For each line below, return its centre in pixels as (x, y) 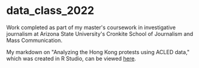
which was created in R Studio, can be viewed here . (71, 58)
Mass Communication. (34, 40)
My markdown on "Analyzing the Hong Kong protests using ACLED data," (98, 52)
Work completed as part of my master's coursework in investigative (91, 27)
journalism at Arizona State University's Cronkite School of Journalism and (100, 33)
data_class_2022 (50, 11)
